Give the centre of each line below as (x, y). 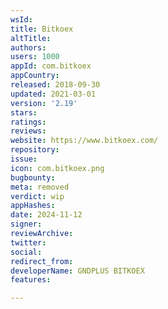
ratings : (28, 122)
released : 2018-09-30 (55, 85)
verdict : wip (37, 196)
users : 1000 (35, 57)
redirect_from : (42, 261)
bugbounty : (33, 177)
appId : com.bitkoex (51, 66)
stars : (24, 112)
